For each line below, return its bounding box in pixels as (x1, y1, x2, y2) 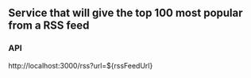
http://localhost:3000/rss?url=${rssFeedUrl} (8, 60, 153, 70)
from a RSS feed (8, 19, 90, 33)
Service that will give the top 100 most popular (8, 6, 244, 20)
